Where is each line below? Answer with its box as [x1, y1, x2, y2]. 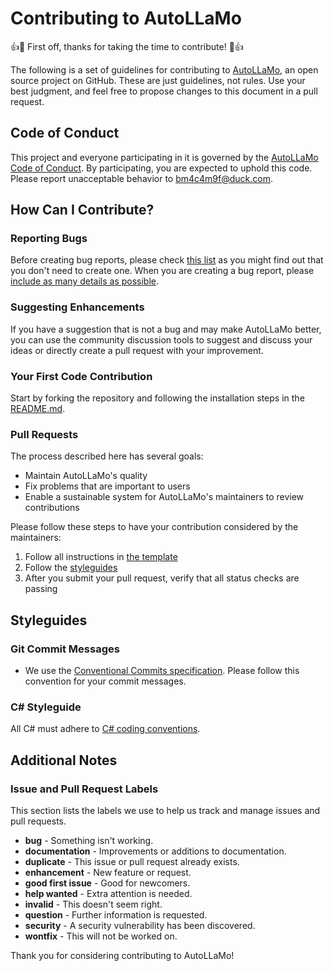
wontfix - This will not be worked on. [24, 930, 178, 942]
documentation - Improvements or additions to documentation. [24, 845, 287, 857]
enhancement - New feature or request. [24, 867, 192, 878]
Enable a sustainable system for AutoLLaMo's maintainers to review [24, 491, 305, 503]
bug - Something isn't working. [24, 835, 154, 846]
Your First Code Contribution [10, 369, 153, 383]
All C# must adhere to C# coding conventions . [10, 723, 201, 735]
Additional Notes [10, 752, 118, 769]
